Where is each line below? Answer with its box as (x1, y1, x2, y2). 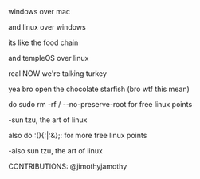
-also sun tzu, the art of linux (8, 146, 104, 155)
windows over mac (8, 7, 70, 16)
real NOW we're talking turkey (8, 69, 108, 78)
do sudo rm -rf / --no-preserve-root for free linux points (8, 100, 193, 109)
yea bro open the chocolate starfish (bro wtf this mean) (8, 84, 190, 93)
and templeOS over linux (8, 54, 89, 62)
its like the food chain (8, 38, 79, 47)
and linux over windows (8, 22, 86, 31)
